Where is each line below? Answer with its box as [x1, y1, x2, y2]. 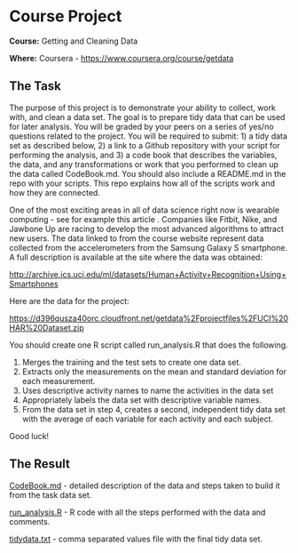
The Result [9, 456, 71, 472]
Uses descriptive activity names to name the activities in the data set [21, 385, 274, 396]
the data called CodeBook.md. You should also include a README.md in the [9, 168, 286, 179]
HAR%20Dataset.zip [9, 322, 84, 333]
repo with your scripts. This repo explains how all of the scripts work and [9, 178, 276, 188]
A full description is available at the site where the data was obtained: [9, 252, 263, 262]
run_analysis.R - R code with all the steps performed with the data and [9, 507, 266, 517]
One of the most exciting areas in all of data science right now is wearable [9, 204, 280, 215]
